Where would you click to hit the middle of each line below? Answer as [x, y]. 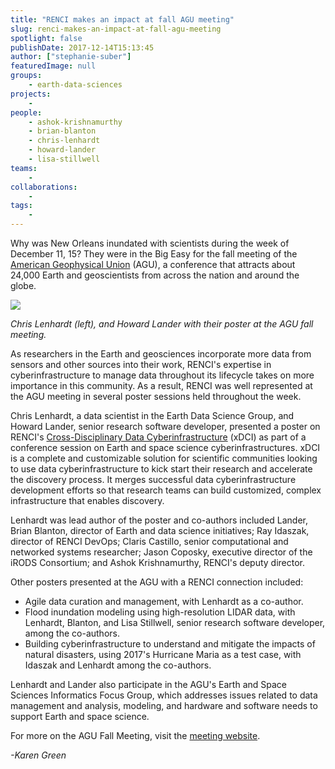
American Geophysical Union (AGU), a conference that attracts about [153, 264]
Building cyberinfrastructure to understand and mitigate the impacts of [170, 644]
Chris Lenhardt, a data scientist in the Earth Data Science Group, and [152, 415]
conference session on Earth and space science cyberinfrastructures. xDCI [165, 447]
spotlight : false [46, 38]
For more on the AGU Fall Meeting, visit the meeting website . [135, 735]
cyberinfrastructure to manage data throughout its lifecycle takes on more [162, 375]
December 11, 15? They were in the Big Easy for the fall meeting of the [154, 254]
